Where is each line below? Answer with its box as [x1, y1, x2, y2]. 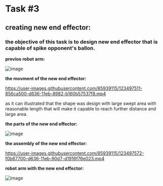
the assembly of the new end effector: [5, 140, 87, 146]
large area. [5, 111, 28, 117]
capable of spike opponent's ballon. [5, 44, 95, 51]
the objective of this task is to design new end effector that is [5, 38, 158, 45]
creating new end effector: [5, 23, 91, 32]
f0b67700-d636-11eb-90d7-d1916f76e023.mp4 [5, 155, 104, 161]
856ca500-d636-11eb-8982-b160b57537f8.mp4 [5, 90, 106, 96]
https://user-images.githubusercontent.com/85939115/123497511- [5, 85, 143, 91]
